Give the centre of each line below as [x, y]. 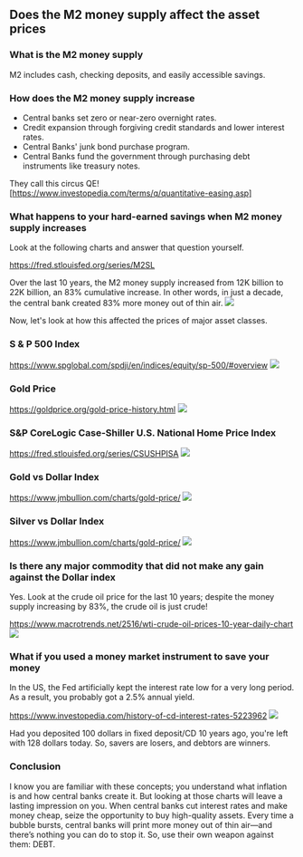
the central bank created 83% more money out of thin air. [116, 303]
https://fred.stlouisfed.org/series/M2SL [82, 265]
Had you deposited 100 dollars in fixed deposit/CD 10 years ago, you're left [149, 734]
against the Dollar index [62, 577]
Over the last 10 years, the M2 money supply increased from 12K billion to [147, 283]
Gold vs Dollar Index [54, 477]
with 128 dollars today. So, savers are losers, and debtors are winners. [140, 743]
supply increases [48, 227]
